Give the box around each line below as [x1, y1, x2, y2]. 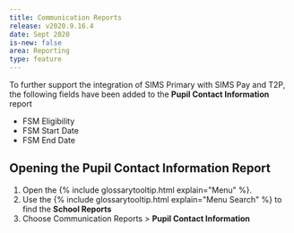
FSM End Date [22, 135, 76, 145]
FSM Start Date [22, 125, 79, 135]
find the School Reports [22, 203, 112, 214]
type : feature [9, 55, 63, 64]
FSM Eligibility [22, 116, 75, 126]
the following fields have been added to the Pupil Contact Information [9, 89, 270, 99]
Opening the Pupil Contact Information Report [9, 160, 272, 176]
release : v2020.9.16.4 [9, 22, 94, 30]
